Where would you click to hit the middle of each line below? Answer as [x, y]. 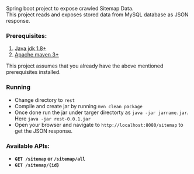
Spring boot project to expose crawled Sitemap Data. [70, 8]
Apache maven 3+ [37, 55]
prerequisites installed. [34, 72]
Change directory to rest [44, 100]
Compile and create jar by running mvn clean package [79, 106]
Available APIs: [28, 146]
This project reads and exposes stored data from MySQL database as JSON [97, 15]
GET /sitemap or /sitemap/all [50, 158]
